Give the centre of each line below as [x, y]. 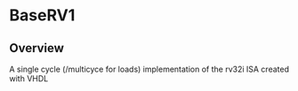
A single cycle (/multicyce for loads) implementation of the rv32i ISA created [149, 69]
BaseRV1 [42, 15]
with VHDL [29, 79]
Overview [37, 48]
